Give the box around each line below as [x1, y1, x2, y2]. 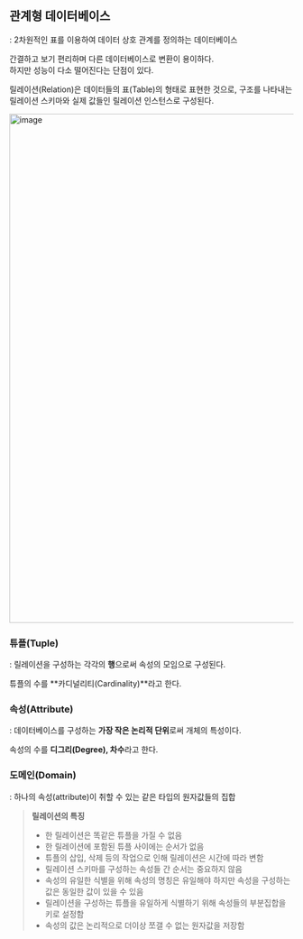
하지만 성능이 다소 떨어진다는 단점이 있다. [9, 64, 154, 75]
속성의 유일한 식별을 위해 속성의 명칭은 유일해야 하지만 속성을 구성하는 [44, 874, 291, 886]
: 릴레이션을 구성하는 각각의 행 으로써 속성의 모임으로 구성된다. [9, 659, 226, 670]
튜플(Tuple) [9, 637, 59, 649]
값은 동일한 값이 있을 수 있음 [44, 886, 144, 897]
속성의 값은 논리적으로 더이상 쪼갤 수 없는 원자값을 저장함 [44, 919, 245, 931]
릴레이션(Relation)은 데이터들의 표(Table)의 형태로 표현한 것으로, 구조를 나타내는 [9, 84, 293, 95]
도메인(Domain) [9, 769, 77, 782]
